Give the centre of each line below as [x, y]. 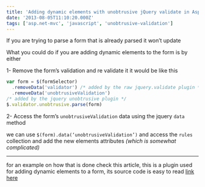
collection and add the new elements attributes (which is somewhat [91, 141]
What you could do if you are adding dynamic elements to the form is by [97, 52]
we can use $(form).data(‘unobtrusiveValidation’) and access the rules [100, 134]
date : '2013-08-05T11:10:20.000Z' [50, 18]
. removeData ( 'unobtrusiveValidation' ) [61, 93]
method [16, 122]
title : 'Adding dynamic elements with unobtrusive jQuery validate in [98, 12]
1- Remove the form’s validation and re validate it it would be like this [92, 71]
